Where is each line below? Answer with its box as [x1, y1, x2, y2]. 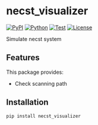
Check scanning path [14, 80, 67, 87]
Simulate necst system [6, 35, 62, 42]
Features [6, 52, 40, 63]
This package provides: [6, 68, 64, 76]
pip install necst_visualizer [6, 113, 81, 119]
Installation [6, 97, 49, 108]
